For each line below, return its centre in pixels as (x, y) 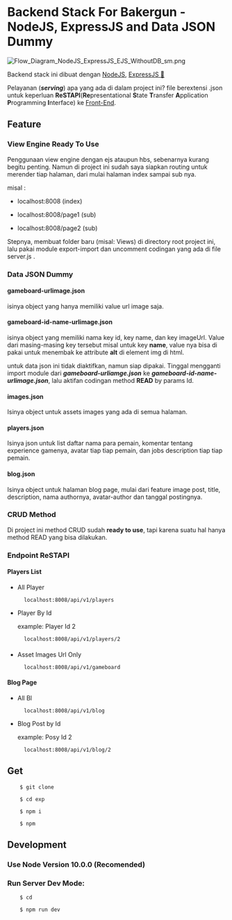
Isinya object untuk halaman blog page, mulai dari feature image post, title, (114, 489)
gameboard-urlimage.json (46, 291)
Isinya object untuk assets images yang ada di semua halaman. (97, 412)
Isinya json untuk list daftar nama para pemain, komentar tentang (100, 443)
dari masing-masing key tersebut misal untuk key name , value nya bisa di (112, 345)
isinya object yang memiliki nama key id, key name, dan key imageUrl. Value (116, 337)
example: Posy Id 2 (44, 737)
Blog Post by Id (39, 723)
